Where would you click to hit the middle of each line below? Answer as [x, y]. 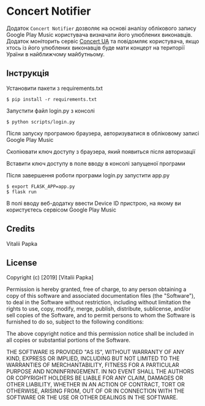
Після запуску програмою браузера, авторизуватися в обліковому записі [103, 133]
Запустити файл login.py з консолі [50, 111]
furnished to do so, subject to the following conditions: [75, 322]
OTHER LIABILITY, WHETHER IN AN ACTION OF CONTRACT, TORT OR [95, 385]
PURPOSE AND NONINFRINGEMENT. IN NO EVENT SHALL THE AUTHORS [100, 372]
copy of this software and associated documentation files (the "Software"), [101, 296]
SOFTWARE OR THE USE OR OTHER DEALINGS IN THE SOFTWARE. [92, 397]
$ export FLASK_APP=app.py [41, 186]
